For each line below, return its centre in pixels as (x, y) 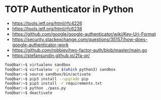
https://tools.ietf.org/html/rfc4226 (47, 23)
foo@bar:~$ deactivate (29, 93)
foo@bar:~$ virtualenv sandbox (38, 65)
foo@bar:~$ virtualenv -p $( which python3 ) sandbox (60, 69)
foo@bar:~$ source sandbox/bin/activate (48, 74)
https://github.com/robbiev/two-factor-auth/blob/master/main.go (79, 50)
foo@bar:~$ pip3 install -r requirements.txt (53, 84)
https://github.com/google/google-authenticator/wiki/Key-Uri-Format (84, 34)
